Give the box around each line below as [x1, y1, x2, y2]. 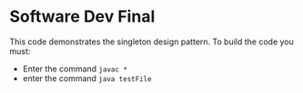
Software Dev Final [9, 6, 156, 27]
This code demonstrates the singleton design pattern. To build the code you [9, 36, 294, 47]
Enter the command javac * [22, 63, 127, 74]
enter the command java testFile [22, 72, 152, 83]
